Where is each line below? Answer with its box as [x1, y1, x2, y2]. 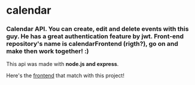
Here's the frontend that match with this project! [6, 72, 124, 79]
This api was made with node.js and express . [6, 61, 119, 68]
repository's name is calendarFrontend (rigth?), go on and [6, 40, 178, 48]
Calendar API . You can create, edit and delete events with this [6, 25, 189, 33]
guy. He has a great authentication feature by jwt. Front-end [6, 32, 184, 40]
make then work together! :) [6, 47, 89, 55]
